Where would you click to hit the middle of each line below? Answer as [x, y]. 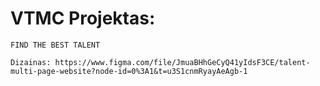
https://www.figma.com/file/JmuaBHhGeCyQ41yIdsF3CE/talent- [182, 62]
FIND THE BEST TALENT [55, 45]
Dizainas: [31, 62]
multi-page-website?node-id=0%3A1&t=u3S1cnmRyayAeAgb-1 [129, 71]
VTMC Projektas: [83, 18]
